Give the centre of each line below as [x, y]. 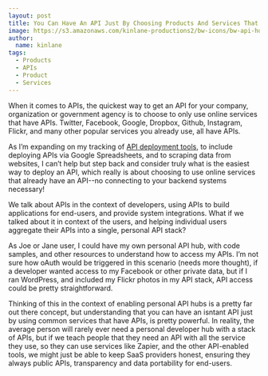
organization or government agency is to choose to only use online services [133, 114]
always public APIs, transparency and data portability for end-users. [120, 363]
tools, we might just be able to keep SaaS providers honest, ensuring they [129, 354]
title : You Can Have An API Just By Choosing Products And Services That [134, 23]
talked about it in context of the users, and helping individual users [118, 222]
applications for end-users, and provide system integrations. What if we [126, 213]
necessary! [27, 189]
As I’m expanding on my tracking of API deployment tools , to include [120, 146]
